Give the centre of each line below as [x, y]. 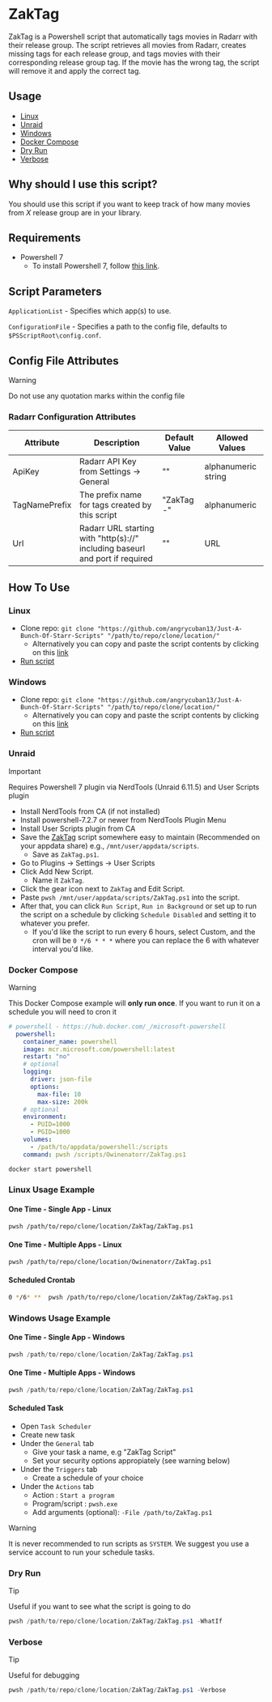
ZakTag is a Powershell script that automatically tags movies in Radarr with [133, 36]
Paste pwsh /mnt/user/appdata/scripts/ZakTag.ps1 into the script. [130, 897]
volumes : [38, 1139]
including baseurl [113, 549]
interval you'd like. [63, 949]
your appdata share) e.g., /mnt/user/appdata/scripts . [110, 845]
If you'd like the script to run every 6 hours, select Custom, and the [144, 931]
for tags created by [116, 505]
